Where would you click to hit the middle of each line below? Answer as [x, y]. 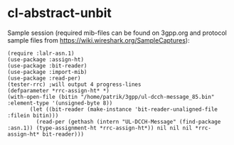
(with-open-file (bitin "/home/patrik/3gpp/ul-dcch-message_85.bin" [111, 97]
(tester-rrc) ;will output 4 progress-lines [74, 84]
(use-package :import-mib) [47, 72]
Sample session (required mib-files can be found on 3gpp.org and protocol [117, 33]
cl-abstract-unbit [59, 13]
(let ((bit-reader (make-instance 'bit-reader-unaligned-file [124, 109]
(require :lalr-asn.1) [41, 53]
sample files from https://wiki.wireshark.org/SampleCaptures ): [99, 40]
